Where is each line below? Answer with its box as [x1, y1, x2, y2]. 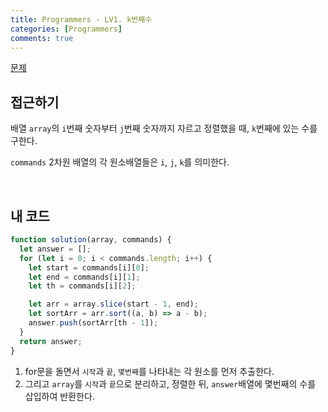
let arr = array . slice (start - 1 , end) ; [28, 299, 199, 310]
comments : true [10, 33, 74, 43]
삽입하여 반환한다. [24, 390, 95, 402]
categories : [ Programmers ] [10, 24, 123, 34]
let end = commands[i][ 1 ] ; [28, 272, 141, 282]
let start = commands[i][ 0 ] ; [28, 262, 150, 273]
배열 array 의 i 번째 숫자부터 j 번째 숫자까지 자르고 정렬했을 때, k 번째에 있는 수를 [10, 122, 318, 135]
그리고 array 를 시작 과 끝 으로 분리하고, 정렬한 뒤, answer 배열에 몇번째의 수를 [24, 377, 317, 390]
